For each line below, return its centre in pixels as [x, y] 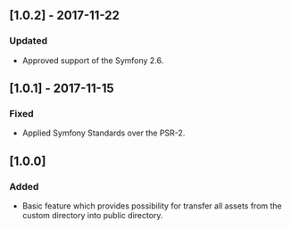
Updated [28, 41]
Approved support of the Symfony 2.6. [93, 60]
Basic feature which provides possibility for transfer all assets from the [152, 206]
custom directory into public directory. [92, 216]
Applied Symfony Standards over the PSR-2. [104, 133]
